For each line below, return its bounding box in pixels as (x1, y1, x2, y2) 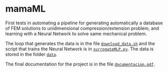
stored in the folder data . (5, 51, 57, 57)
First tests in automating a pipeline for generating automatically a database (5, 20, 163, 26)
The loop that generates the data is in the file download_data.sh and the (5, 40, 155, 46)
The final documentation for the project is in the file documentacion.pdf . (5, 61, 155, 67)
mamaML (5, 3, 46, 15)
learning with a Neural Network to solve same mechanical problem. (5, 30, 147, 37)
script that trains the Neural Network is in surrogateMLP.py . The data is (5, 46, 154, 52)
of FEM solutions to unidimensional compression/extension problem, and (5, 25, 159, 31)
